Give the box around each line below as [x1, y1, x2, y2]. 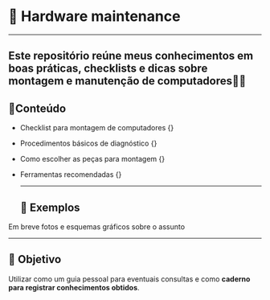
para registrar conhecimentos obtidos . [8, 282, 140, 292]
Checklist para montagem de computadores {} [19, 123, 174, 133]
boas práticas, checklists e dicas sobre [8, 62, 208, 76]
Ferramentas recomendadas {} [19, 170, 122, 179]
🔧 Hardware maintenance [8, 7, 181, 26]
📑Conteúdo [8, 101, 67, 115]
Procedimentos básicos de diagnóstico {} [19, 138, 157, 148]
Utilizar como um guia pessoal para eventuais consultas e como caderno [8, 273, 251, 284]
